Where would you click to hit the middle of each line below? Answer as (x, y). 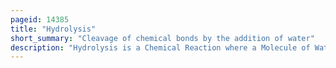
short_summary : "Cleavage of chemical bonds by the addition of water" (162, 38)
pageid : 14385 (40, 19)
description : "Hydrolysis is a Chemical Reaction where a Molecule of (160, 47)
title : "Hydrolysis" (53, 29)
